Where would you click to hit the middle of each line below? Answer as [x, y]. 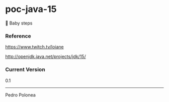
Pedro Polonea [21, 95]
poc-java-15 [31, 9]
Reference [18, 36]
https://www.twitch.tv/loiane [34, 47]
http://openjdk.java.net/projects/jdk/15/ [46, 56]
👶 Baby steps [19, 23]
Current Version [25, 69]
